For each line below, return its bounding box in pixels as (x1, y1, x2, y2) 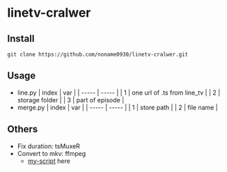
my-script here (27, 157, 71, 165)
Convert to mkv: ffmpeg (17, 149, 86, 157)
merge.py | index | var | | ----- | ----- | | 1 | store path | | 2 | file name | (17, 103, 218, 111)
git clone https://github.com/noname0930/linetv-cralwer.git (7, 51, 189, 58)
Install (7, 33, 35, 45)
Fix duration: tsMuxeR (17, 141, 80, 150)
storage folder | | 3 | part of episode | (17, 95, 125, 104)
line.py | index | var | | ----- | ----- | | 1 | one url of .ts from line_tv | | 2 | (17, 88, 221, 97)
